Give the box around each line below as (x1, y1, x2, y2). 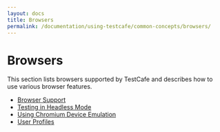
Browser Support (17, 96, 66, 104)
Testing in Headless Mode (17, 103, 92, 111)
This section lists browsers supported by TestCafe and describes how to (7, 75, 213, 83)
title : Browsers (7, 16, 54, 23)
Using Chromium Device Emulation (17, 111, 117, 119)
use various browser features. (7, 82, 92, 91)
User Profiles (17, 118, 54, 126)
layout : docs (7, 10, 45, 17)
